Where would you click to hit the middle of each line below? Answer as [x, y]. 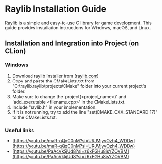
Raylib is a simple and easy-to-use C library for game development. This [78, 23]
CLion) [16, 51]
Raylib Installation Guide [56, 9]
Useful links [20, 130]
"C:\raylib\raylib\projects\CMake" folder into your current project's [79, 86]
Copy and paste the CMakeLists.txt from [53, 81]
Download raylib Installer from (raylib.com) [56, 76]
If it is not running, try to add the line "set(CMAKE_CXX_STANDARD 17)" [85, 112]
